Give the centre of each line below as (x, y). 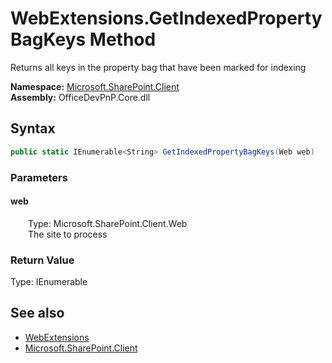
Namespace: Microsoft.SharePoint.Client (95, 86)
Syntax (33, 128)
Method (123, 39)
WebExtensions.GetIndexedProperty (166, 18)
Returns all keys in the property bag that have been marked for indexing (158, 67)
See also (37, 313)
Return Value (42, 260)
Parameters (39, 177)
